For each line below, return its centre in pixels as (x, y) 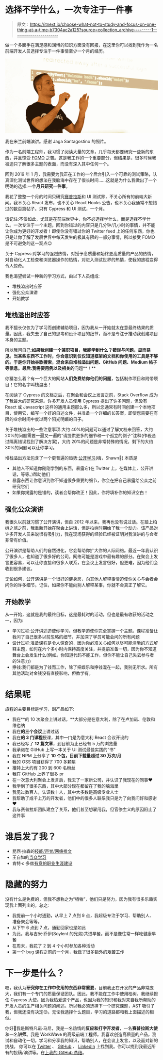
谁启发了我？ (31, 837)
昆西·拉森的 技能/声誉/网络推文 (42, 851)
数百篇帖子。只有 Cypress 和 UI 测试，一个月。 (60, 209)
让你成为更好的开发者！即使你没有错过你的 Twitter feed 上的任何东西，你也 (80, 231)
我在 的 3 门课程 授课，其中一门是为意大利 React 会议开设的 (70, 737)
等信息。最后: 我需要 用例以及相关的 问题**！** (50, 368)
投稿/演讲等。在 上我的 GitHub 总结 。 (50, 1052)
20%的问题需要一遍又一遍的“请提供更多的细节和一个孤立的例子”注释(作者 (78, 436)
